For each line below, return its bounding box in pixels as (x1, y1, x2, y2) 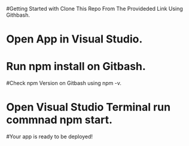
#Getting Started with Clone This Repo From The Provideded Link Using (6, 5, 184, 12)
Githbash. (6, 11, 30, 19)
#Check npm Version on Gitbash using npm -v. (6, 80, 121, 87)
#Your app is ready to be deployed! (6, 133, 93, 140)
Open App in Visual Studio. (6, 32, 143, 46)
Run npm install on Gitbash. (6, 60, 147, 74)
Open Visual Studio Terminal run (6, 101, 171, 114)
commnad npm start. (6, 113, 112, 127)
